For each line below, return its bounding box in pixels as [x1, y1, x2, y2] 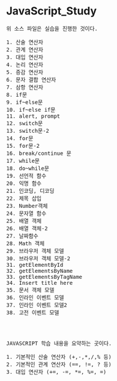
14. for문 [6, 135, 34, 142]
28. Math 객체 [6, 240, 45, 247]
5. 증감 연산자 [6, 69, 44, 76]
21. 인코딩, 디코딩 [6, 187, 55, 194]
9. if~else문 [6, 99, 43, 106]
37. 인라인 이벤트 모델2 [6, 302, 68, 308]
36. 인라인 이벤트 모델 [6, 294, 64, 301]
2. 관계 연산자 [6, 46, 44, 53]
